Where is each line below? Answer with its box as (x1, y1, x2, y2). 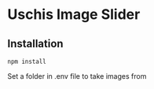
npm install (7, 57, 46, 65)
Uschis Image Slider (7, 6, 141, 24)
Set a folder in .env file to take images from (7, 72, 147, 80)
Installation (7, 37, 64, 50)
